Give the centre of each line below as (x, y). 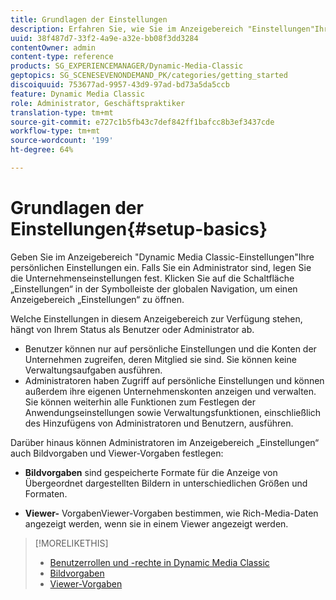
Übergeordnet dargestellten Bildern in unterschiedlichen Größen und (166, 483)
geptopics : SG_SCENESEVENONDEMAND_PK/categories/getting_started (149, 76)
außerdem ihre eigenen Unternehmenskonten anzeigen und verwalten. (170, 391)
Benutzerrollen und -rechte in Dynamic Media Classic (159, 562)
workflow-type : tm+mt (55, 131)
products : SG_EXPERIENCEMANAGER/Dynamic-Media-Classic (127, 66)
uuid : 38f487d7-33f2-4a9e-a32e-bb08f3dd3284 (104, 38)
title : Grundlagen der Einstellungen (89, 19)
